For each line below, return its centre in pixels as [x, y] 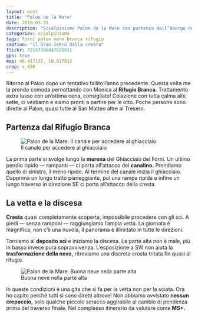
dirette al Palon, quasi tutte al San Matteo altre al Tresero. [76, 109]
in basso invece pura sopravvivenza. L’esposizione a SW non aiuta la [90, 247]
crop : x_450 [21, 67]
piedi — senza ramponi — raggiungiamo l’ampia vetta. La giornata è [88, 223]
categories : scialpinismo [38, 34]
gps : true [18, 56]
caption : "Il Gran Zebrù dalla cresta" [55, 45]
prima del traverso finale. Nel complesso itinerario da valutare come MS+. [96, 308]
